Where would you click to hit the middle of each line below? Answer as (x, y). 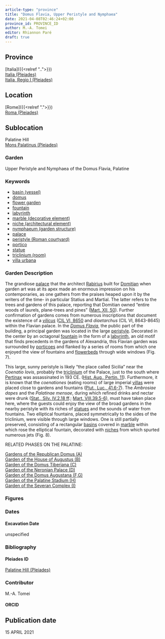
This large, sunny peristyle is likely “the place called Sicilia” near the (74, 367)
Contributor (19, 583)
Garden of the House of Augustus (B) (43, 459)
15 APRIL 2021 (19, 632)
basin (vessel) (26, 192)
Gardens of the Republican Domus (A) (44, 454)
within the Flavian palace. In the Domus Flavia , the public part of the (74, 326)
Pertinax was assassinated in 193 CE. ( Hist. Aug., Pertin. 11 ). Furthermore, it (81, 377)
